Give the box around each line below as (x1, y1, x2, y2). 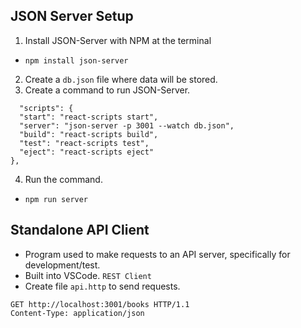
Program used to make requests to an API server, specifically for (24, 248, 291, 260)
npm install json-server (24, 55, 129, 66)
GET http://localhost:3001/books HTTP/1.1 (10, 299, 190, 309)
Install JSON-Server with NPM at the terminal (24, 34, 212, 46)
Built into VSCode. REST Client (24, 269, 152, 281)
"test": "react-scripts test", (19, 138, 150, 148)
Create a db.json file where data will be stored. (24, 73, 218, 85)
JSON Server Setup (10, 8, 134, 25)
